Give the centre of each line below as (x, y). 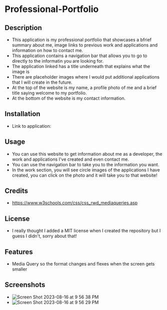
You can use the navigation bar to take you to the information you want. (85, 164)
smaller (19, 269)
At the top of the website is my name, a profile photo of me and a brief (84, 88)
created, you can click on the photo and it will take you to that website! (85, 175)
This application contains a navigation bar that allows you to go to (79, 56)
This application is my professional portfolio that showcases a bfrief (82, 40)
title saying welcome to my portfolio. (49, 93)
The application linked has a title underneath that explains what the (81, 66)
